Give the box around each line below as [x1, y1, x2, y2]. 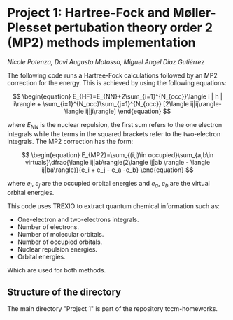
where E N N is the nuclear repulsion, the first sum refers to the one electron [7, 120, 223, 131]
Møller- [172, 5, 216, 21]
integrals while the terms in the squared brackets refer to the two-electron [7, 129, 221, 138]
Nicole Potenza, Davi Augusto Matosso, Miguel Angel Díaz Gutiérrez [7, 57, 205, 66]
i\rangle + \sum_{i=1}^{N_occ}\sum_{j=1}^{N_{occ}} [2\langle [13, 99, 189, 108]
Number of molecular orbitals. [17, 230, 104, 238]
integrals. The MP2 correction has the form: [7, 137, 134, 145]
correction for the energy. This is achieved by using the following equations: [7, 78, 227, 87]
